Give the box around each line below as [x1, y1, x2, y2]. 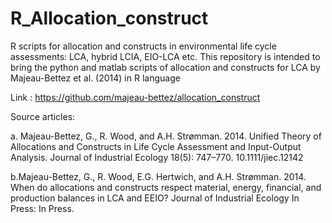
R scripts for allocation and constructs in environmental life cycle [10, 40, 277, 52]
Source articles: [10, 110, 76, 122]
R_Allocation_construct [10, 7, 209, 30]
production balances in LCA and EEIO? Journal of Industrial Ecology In [10, 192, 300, 204]
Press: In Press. [10, 202, 75, 214]
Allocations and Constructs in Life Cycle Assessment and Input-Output [10, 140, 302, 152]
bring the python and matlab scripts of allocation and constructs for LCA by [10, 61, 321, 73]
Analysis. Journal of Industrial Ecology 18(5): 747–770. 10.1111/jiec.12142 [10, 151, 304, 163]
